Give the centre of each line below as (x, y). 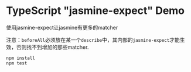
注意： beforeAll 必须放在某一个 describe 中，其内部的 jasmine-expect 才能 (93, 39)
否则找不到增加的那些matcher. (52, 47)
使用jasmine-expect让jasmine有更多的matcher (62, 27)
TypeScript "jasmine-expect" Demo (95, 11)
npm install (21, 58)
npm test (17, 63)
